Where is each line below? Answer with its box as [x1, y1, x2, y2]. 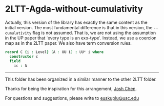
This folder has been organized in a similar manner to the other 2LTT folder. [5, 76, 157, 82]
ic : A [14, 63, 27, 68]
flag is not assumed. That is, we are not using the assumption [32, 30, 156, 35]
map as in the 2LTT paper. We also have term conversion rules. [5, 40, 132, 46]
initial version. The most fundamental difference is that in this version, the [5, 24, 153, 30]
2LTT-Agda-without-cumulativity [5, 3, 143, 15]
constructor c [9, 54, 38, 59]
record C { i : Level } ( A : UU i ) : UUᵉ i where [5, 50, 104, 54]
